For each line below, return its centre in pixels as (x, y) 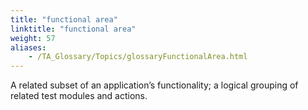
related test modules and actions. (79, 96)
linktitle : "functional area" (73, 29)
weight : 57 (33, 38)
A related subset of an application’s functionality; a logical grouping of (154, 85)
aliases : (28, 47)
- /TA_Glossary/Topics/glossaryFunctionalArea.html (138, 57)
